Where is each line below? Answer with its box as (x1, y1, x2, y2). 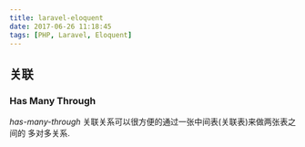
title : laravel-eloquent (9, 13, 104, 23)
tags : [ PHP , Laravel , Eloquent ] (9, 30, 132, 39)
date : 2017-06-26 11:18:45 (9, 22, 112, 31)
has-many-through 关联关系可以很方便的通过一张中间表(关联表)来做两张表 (9, 116, 289, 128)
